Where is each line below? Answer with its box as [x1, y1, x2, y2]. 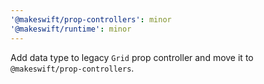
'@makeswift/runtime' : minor [10, 24, 132, 34]
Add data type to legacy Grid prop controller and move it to [10, 51, 254, 63]
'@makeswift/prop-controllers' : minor [10, 14, 172, 25]
